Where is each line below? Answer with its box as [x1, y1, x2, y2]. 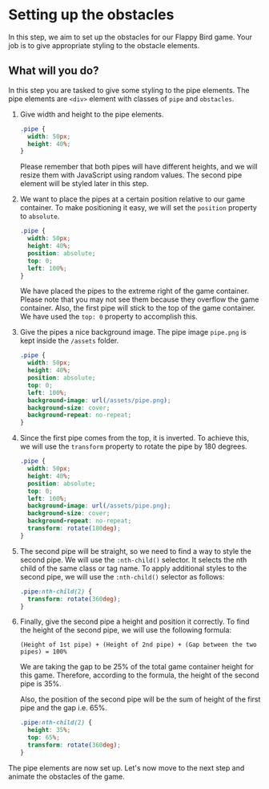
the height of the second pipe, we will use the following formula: [19, 625, 232, 635]
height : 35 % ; [27, 726, 71, 734]
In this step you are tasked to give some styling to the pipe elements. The [8, 85, 250, 95]
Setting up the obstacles [8, 6, 175, 24]
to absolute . [19, 211, 60, 222]
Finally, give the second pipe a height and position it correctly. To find [19, 616, 250, 627]
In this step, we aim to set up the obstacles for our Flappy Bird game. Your [8, 32, 252, 42]
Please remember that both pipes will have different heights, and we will [19, 162, 258, 172]
